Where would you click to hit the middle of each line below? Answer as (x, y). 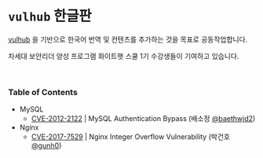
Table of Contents (43, 92)
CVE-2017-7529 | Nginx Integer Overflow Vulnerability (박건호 (130, 137)
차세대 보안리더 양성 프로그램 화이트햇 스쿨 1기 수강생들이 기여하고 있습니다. (124, 56)
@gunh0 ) (46, 145)
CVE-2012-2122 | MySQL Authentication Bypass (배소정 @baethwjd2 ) (143, 119)
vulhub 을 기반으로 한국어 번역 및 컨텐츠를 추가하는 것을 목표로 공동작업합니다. (128, 39)
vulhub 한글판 (50, 16)
